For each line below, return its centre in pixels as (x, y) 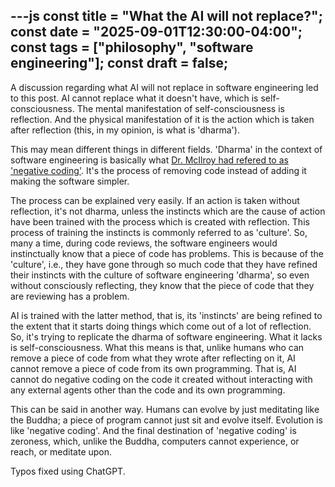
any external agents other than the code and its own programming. (148, 390)
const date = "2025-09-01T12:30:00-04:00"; (156, 32)
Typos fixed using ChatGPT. (68, 471)
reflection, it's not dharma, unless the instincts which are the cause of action (168, 211)
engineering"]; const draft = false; (119, 63)
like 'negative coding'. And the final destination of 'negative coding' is (153, 430)
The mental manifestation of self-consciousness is (180, 108)
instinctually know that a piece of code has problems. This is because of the (167, 253)
